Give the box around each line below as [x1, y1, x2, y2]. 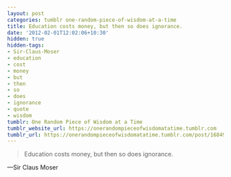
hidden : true [7, 36, 45, 43]
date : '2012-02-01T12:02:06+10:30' [7, 29, 109, 36]
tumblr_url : [7, 131, 41, 138]
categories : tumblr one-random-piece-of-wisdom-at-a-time [7, 16, 177, 23]
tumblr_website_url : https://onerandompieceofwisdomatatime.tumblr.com [7, 125, 217, 132]
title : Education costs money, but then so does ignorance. [7, 23, 184, 29]
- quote [7, 106, 30, 113]
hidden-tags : [7, 42, 45, 49]
